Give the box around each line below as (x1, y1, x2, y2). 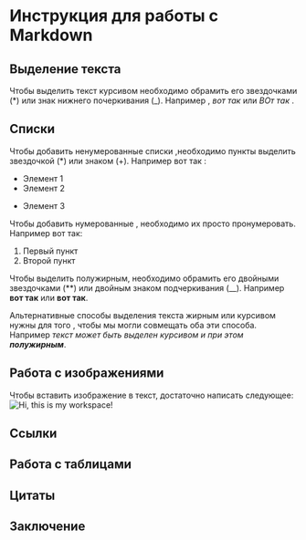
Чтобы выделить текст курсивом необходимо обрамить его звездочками (9, 86, 298, 96)
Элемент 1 (22, 172, 64, 183)
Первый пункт (22, 245, 79, 256)
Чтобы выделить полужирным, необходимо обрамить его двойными (9, 273, 280, 284)
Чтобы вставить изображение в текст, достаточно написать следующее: (9, 389, 294, 400)
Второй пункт (22, 254, 76, 265)
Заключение (9, 519, 86, 535)
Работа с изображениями (9, 366, 164, 381)
